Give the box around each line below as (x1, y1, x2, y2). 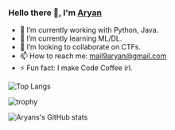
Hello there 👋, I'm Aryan (8, 7, 102, 18)
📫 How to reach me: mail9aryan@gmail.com (19, 51, 167, 61)
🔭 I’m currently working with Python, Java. (19, 26, 159, 35)
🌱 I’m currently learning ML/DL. (19, 33, 122, 43)
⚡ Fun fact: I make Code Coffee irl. (19, 63, 133, 73)
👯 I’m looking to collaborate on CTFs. (19, 42, 142, 52)
